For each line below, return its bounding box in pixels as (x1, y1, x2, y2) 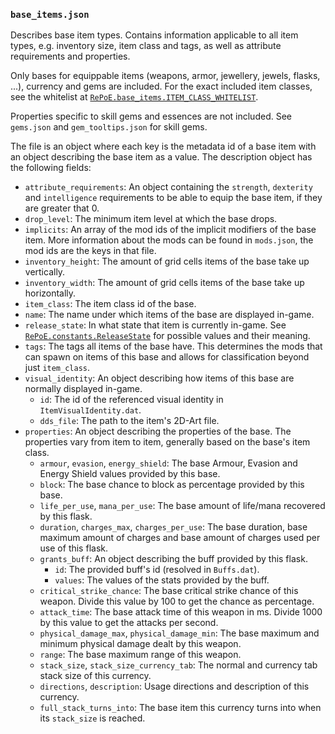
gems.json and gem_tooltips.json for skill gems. (10, 121, 208, 133)
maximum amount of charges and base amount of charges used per (39, 532, 321, 544)
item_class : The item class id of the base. (24, 298, 197, 310)
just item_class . (24, 362, 91, 374)
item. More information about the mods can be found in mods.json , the (24, 234, 314, 246)
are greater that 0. (24, 202, 100, 214)
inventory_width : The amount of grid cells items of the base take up (24, 277, 305, 289)
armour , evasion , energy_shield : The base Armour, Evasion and (39, 457, 298, 469)
